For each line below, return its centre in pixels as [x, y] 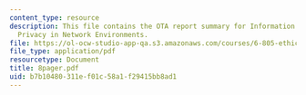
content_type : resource [55, 18]
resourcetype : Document [55, 60]
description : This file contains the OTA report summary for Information [153, 26]
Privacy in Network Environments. [83, 34]
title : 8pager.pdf [44, 69]
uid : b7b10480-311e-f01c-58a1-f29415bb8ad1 [93, 77]
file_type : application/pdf [63, 52]
